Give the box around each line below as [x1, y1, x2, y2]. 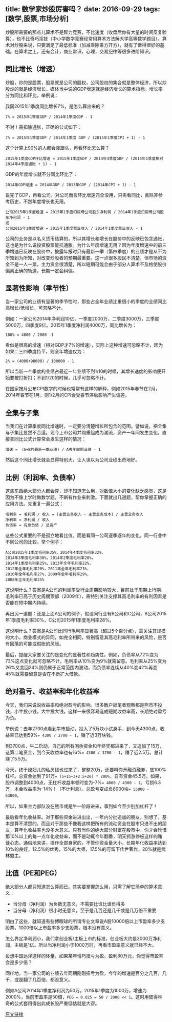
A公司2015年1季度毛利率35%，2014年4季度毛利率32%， [5, 550, 105, 555]
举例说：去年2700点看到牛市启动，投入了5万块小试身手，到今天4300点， [5, 725, 160, 732]
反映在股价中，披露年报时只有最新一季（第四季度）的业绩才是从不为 [23, 248, 167, 254]
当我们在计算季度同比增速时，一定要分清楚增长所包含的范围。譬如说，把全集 [5, 423, 167, 429]
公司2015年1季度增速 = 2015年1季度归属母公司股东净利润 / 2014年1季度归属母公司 [5, 209, 160, 214]
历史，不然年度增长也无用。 [9, 198, 68, 204]
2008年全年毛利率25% [5, 577, 45, 583]
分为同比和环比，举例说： [5, 92, 59, 98]
